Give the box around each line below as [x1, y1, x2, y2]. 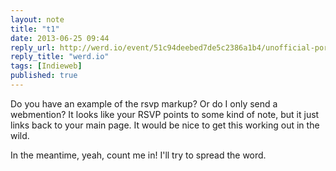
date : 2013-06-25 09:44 [10, 33, 110, 43]
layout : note [10, 14, 65, 25]
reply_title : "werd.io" [10, 52, 110, 62]
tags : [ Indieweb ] [10, 61, 83, 71]
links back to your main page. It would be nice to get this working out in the [10, 119, 320, 131]
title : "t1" [10, 24, 60, 34]
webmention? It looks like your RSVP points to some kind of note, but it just [10, 108, 320, 120]
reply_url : [10, 42, 56, 53]
